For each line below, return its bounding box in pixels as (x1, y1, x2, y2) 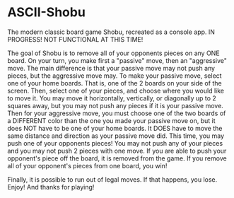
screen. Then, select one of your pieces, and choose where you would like (7, 86, 225, 95)
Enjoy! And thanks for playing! (7, 182, 95, 191)
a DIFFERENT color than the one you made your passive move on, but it (7, 116, 216, 124)
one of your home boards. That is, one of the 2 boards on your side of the (7, 78, 222, 87)
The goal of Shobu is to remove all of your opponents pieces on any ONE (7, 49, 221, 57)
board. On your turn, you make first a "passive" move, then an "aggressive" (7, 56, 228, 64)
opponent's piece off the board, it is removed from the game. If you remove (7, 153, 228, 163)
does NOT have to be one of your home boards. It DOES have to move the (7, 124, 223, 132)
